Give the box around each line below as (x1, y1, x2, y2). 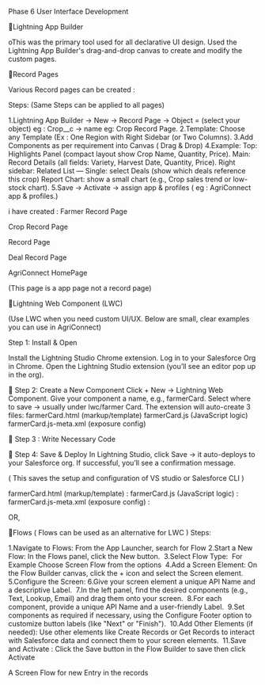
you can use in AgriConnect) (8, 322, 101, 332)
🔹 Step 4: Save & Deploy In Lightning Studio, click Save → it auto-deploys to (8, 450, 256, 459)
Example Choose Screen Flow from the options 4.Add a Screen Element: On (8, 560, 258, 569)
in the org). (8, 370, 44, 379)
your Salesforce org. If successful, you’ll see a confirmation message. (8, 459, 236, 467)
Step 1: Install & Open (8, 338, 78, 347)
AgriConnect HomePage (8, 268, 88, 277)
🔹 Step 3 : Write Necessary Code (8, 435, 116, 443)
